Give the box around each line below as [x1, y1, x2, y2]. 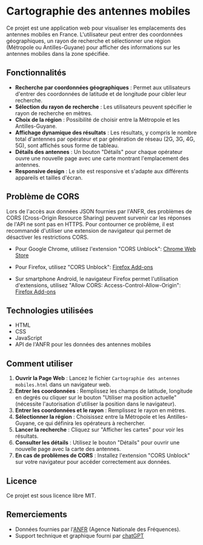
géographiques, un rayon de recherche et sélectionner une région [6, 37, 171, 44]
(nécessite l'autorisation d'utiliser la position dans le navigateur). [15, 400, 176, 407]
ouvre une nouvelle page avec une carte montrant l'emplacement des [15, 155, 189, 162]
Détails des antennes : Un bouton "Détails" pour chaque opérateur [15, 148, 183, 155]
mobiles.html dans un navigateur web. [15, 381, 111, 389]
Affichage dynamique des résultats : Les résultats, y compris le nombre [15, 129, 197, 136]
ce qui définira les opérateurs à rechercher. [37, 420, 145, 427]
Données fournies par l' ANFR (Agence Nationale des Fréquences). [15, 526, 181, 533]
